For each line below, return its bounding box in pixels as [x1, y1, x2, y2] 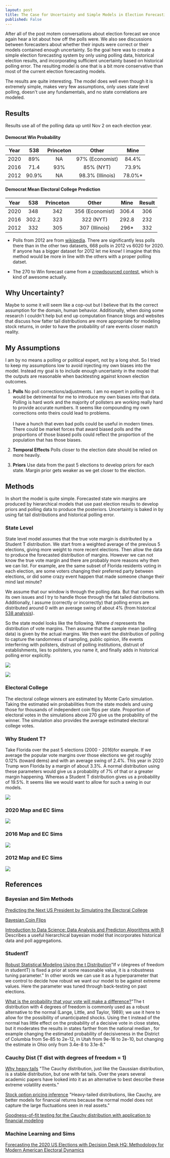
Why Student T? [5, 735, 46, 742]
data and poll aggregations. [5, 937, 62, 944]
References [5, 880, 42, 889]
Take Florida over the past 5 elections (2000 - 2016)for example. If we [5, 746, 151, 753]
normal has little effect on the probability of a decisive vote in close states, [5, 1020, 160, 1026]
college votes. [5, 722, 35, 729]
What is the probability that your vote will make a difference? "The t [5, 998, 145, 1004]
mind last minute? [5, 579, 42, 585]
